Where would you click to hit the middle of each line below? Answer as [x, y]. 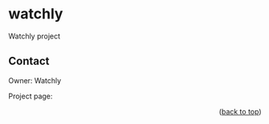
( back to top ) [240, 111]
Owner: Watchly [35, 80]
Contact [29, 61]
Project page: [31, 96]
